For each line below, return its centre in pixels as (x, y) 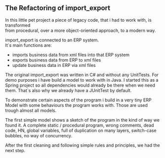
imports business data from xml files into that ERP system (71, 55)
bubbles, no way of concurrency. (39, 135)
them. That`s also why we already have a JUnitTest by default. (68, 90)
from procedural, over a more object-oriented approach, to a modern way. (81, 30)
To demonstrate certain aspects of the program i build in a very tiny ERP (78, 100)
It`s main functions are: (28, 45)
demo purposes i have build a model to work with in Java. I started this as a (82, 80)
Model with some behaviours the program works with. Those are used (77, 105)
